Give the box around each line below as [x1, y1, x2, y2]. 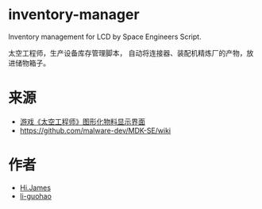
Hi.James [19, 183, 52, 192]
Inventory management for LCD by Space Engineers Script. [8, 32, 202, 41]
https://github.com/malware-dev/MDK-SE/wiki [19, 126, 171, 135]
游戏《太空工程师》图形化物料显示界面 [19, 117, 145, 126]
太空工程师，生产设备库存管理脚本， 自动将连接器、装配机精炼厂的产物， [8, 48, 247, 57]
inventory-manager [8, 6, 141, 24]
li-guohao [19, 191, 52, 200]
